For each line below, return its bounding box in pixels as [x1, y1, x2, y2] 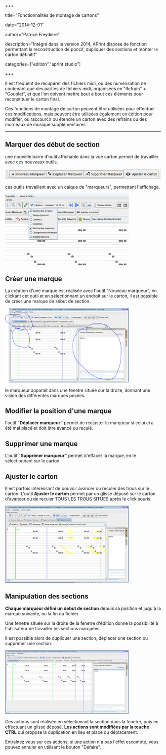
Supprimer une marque [5, 439, 78, 448]
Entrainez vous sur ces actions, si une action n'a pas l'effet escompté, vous [5, 739, 159, 745]
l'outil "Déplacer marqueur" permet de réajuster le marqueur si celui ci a [5, 420, 154, 426]
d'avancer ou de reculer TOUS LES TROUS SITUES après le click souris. [5, 496, 152, 502]
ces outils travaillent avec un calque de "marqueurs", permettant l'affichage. [5, 184, 161, 190]
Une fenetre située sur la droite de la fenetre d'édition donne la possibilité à [5, 620, 159, 626]
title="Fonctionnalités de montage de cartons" [5, 12, 99, 18]
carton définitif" [5, 51, 38, 57]
